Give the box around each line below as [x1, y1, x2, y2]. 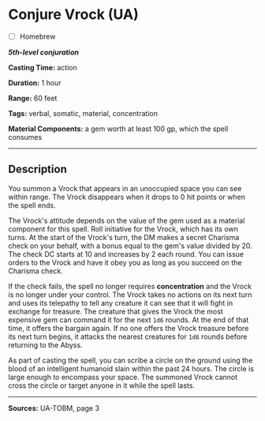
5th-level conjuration [8, 47, 79, 57]
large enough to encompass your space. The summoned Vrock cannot [8, 372, 238, 382]
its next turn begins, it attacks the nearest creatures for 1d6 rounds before [8, 332, 248, 341]
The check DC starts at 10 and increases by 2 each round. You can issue [8, 249, 244, 258]
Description [8, 163, 67, 176]
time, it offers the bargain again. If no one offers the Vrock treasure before [8, 323, 249, 333]
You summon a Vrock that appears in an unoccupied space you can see [8, 183, 242, 193]
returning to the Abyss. [8, 340, 83, 349]
